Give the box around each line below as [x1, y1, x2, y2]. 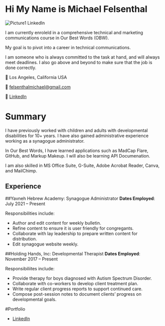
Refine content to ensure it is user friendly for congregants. [12, 225, 134, 231]
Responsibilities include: [5, 210, 55, 216]
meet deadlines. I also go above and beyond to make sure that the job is [5, 59, 153, 65]
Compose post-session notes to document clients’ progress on [12, 291, 142, 297]
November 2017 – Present [5, 256, 58, 262]
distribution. [12, 236, 37, 242]
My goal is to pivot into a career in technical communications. [5, 44, 131, 50]
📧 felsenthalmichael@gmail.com [5, 83, 71, 90]
